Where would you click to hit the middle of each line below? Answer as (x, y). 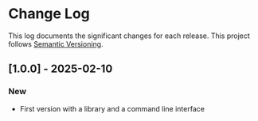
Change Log (49, 14)
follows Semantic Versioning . (56, 43)
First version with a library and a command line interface (112, 108)
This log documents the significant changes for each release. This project (129, 36)
